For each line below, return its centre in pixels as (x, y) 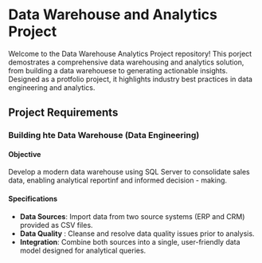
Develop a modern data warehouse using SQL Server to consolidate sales (129, 172)
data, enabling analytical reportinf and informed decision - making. (118, 180)
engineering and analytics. (52, 87)
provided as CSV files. (56, 225)
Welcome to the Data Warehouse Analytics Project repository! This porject (130, 53)
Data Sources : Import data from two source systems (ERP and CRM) (132, 216)
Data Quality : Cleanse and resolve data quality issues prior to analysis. (137, 234)
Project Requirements (63, 113)
